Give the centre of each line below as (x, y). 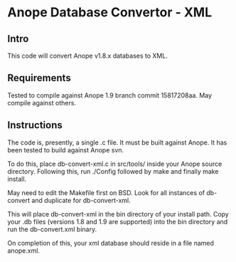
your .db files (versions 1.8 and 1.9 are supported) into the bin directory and (118, 221)
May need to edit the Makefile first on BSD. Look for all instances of (106, 192)
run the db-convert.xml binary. (52, 229)
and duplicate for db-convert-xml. (81, 200)
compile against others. (42, 103)
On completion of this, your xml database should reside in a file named (111, 243)
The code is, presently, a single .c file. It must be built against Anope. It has (117, 142)
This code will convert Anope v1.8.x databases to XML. (88, 56)
